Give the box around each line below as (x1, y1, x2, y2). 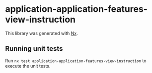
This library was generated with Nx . (5, 30, 78, 36)
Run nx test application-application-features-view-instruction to (5, 58, 147, 64)
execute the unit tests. (5, 63, 51, 69)
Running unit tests (5, 44, 63, 53)
